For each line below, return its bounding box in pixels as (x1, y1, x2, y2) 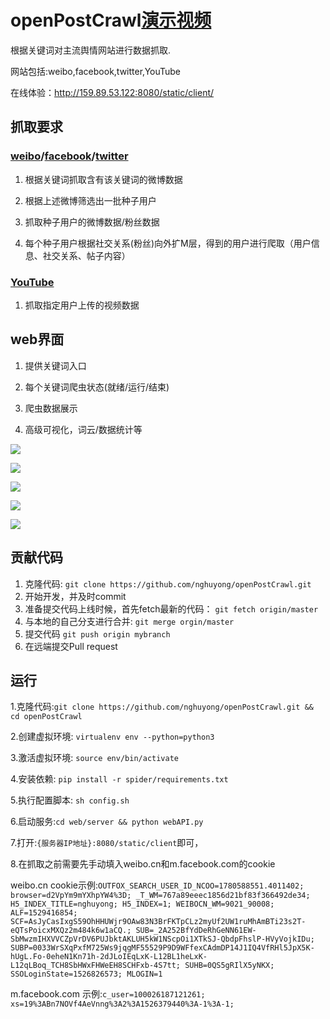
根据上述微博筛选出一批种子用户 (24, 194, 157, 206)
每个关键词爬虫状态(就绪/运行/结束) (24, 381, 170, 393)
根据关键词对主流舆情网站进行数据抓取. (10, 44, 172, 56)
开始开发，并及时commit (24, 590, 127, 602)
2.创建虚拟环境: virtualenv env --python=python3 (10, 731, 215, 743)
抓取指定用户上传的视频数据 (24, 299, 140, 311)
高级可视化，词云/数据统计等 (24, 423, 143, 435)
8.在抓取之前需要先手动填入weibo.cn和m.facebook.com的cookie (10, 858, 276, 870)
